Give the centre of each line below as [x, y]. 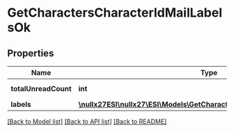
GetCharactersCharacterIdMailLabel [115, 13]
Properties [31, 53]
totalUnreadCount [41, 89]
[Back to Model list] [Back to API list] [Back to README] [87, 122]
